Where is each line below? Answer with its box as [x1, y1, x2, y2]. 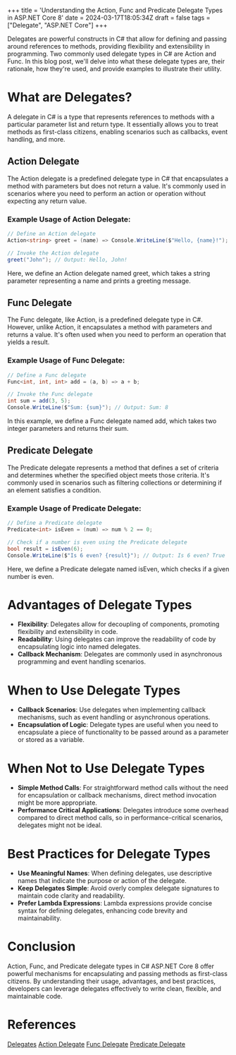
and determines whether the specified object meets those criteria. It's [7, 470, 210, 479]
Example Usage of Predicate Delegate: [7, 504, 142, 513]
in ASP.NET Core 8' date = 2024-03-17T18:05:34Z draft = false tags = [7, 13, 211, 22]
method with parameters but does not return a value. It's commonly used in [7, 181, 227, 190]
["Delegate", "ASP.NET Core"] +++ [7, 21, 108, 29]
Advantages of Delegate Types [7, 597, 192, 613]
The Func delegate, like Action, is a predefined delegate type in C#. [7, 315, 203, 324]
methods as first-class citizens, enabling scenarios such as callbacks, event [7, 127, 228, 136]
